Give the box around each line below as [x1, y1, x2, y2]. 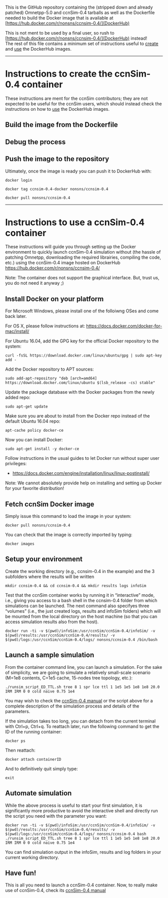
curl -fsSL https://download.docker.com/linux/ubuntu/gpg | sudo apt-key [5, 353, 162, 358]
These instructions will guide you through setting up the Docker [5, 244, 136, 250]
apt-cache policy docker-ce [5, 428, 64, 433]
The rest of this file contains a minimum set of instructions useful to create [5, 41, 158, 47]
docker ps [5, 738, 26, 744]
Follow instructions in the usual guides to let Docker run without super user [5, 455, 160, 461]
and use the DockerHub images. [5, 46, 71, 52]
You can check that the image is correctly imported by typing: [5, 531, 132, 538]
